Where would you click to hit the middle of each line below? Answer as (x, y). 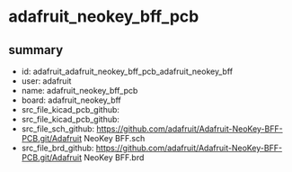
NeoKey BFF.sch (115, 138)
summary (36, 50)
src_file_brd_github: (58, 148)
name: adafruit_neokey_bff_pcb (80, 91)
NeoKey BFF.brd (114, 158)
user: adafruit (46, 81)
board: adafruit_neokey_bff (71, 100)
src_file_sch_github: (58, 129)
